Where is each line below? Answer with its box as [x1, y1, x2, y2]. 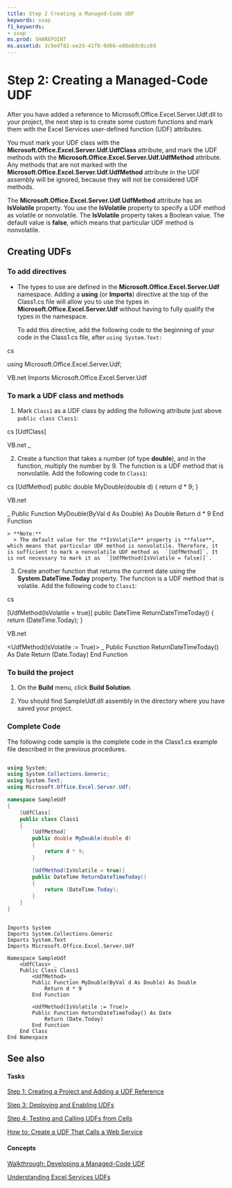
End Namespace [7, 1034, 48, 1041]
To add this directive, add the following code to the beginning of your [17, 325, 215, 334]
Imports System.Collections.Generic [7, 930, 113, 937]
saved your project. [17, 704, 73, 713]
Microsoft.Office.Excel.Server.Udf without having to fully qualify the [17, 304, 215, 313]
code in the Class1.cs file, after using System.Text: [17, 333, 163, 341]
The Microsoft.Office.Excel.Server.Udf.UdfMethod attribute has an [7, 196, 202, 204]
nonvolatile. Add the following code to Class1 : [17, 469, 148, 477]
